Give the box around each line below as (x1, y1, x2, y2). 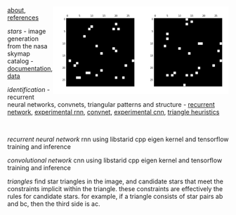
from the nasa (7, 42, 48, 50)
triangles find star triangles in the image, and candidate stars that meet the (7, 177, 223, 185)
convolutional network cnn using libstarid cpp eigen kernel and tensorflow (7, 156, 223, 164)
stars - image (7, 27, 46, 35)
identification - (7, 86, 51, 93)
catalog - (7, 57, 34, 65)
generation (7, 34, 39, 43)
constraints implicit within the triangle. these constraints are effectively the (7, 185, 223, 193)
